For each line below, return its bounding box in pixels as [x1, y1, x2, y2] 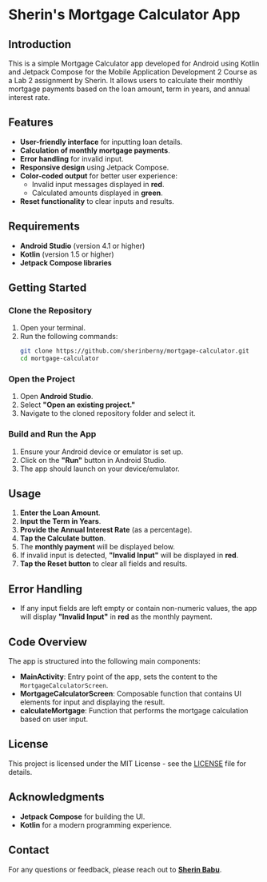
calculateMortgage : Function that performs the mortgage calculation [19, 706, 249, 716]
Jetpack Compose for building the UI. [19, 812, 145, 821]
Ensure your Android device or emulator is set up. [19, 446, 184, 457]
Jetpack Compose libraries [19, 257, 112, 267]
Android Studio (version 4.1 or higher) [19, 241, 145, 250]
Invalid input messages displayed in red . [31, 179, 165, 189]
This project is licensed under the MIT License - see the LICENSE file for [8, 758, 246, 768]
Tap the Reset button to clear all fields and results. [19, 559, 188, 569]
